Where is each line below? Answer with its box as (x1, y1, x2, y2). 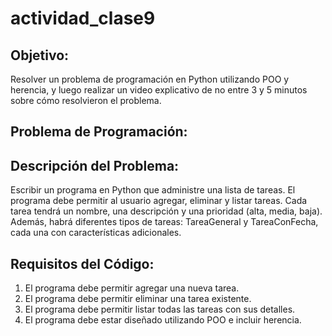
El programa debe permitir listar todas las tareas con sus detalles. (24, 303, 296, 316)
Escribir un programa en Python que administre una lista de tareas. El (10, 184, 296, 196)
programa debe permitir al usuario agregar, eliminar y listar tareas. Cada (10, 195, 308, 207)
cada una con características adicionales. (10, 227, 182, 239)
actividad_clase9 (10, 7, 156, 30)
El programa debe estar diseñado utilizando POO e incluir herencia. (24, 314, 302, 326)
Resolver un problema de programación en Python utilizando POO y (10, 73, 290, 85)
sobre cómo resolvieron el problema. (10, 95, 162, 106)
